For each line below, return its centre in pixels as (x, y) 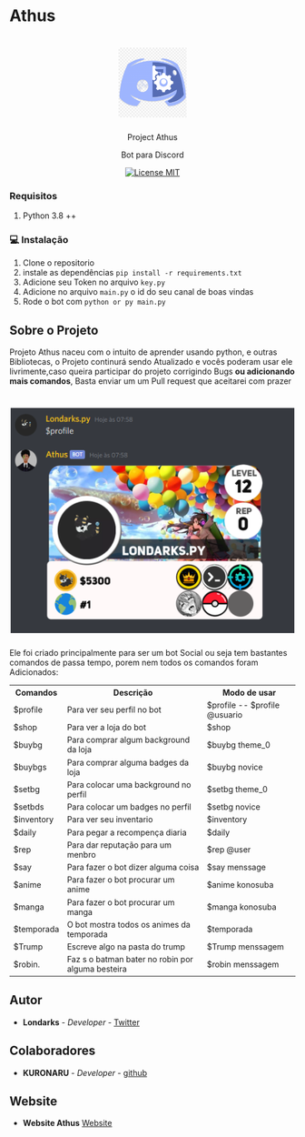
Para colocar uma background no (129, 784)
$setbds (29, 807)
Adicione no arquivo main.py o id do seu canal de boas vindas (138, 292)
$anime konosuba (240, 884)
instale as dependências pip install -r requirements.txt (132, 273)
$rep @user (229, 850)
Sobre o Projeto (54, 330)
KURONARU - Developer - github (85, 1072)
